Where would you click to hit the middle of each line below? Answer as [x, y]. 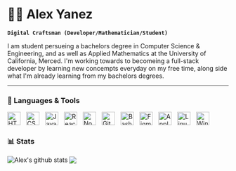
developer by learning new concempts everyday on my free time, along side [117, 68]
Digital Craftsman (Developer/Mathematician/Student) [88, 33]
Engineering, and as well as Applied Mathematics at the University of [107, 53]
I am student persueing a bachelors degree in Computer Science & [104, 46]
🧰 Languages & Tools [44, 100]
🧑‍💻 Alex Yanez [50, 14]
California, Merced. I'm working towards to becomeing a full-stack [103, 61]
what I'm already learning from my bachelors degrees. [86, 76]
